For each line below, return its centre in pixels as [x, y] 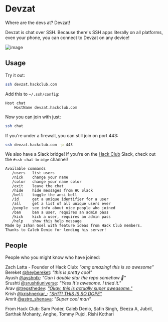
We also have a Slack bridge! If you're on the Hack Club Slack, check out [80, 154]
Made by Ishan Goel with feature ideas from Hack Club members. [74, 226]
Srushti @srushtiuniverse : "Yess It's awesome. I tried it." [63, 283]
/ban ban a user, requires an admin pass [60, 213]
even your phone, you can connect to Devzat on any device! [67, 38]
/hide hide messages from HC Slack [52, 191]
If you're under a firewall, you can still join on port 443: [62, 135]
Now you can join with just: [33, 117]
